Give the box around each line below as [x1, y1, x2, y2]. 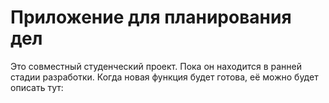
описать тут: [10, 81, 64, 93]
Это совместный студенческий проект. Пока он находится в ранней [10, 60, 302, 72]
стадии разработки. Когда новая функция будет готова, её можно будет [10, 71, 319, 83]
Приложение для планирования [10, 6, 292, 29]
